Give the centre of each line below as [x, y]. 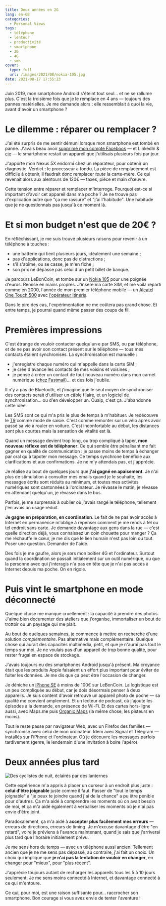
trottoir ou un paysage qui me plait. [41, 624]
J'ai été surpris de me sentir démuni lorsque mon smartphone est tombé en [82, 143]
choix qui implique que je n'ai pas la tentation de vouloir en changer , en [79, 858]
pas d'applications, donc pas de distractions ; [59, 259]
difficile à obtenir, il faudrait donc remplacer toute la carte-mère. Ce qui [78, 174]
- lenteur [20, 38]
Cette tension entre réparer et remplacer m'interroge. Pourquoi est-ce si [79, 189]
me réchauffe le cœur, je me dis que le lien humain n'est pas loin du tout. [79, 538]
